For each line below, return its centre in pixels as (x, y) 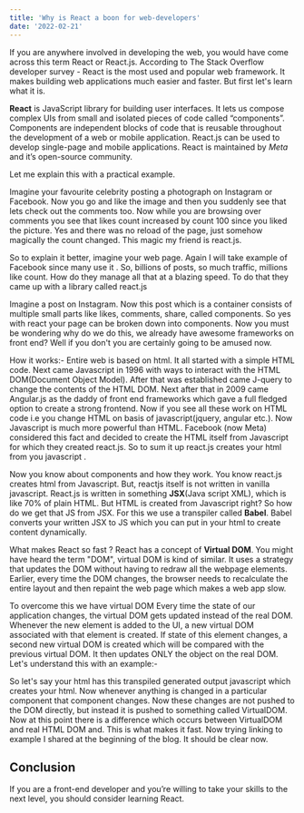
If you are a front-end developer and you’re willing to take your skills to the (149, 789)
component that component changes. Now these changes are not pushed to (152, 700)
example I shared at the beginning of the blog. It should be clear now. (139, 739)
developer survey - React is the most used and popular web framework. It (147, 71)
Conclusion (43, 767)
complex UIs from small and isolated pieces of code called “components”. (147, 118)
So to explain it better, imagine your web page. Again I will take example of (148, 257)
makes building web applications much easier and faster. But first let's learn (151, 81)
